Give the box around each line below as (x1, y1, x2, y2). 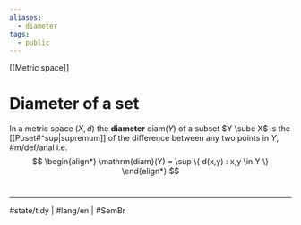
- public (17, 37, 50, 47)
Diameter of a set (9, 94, 140, 114)
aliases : (9, 12, 42, 22)
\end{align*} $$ (121, 166, 180, 177)
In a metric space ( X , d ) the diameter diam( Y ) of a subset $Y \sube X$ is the (9, 123, 291, 134)
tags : (9, 29, 30, 38)
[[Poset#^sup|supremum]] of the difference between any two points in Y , (9, 133, 279, 144)
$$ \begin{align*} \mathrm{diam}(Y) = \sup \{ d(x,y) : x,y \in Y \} (32, 156, 269, 167)
